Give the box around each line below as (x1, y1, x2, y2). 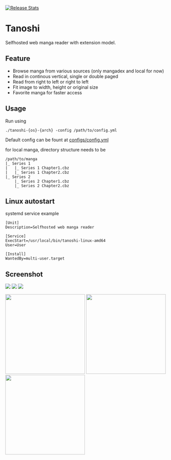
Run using (5, 118, 26, 124)
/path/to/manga (5, 156, 38, 162)
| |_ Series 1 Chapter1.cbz (5, 165, 70, 170)
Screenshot (5, 270, 43, 278)
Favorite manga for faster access (12, 89, 82, 95)
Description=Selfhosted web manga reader (5, 225, 95, 230)
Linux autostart (5, 197, 55, 206)
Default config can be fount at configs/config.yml (5, 137, 109, 143)
